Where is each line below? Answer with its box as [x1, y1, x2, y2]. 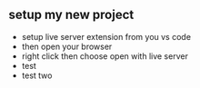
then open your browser [21, 41, 113, 52]
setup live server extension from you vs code [21, 31, 192, 42]
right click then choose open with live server [21, 50, 188, 62]
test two [21, 70, 53, 81]
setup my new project [8, 7, 135, 23]
